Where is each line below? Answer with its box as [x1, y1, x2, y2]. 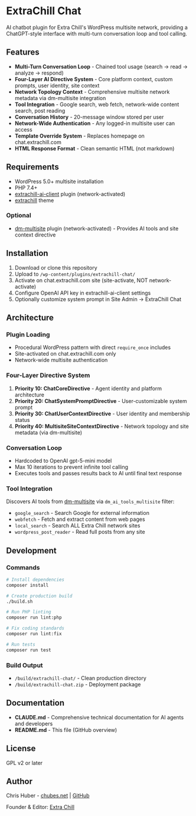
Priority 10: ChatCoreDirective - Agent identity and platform [14, 385, 162, 392]
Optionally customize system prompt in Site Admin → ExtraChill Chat [14, 295, 182, 303]
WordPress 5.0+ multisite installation [14, 178, 104, 185]
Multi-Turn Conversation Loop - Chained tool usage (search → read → [14, 63, 188, 70]
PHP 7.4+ [14, 184, 38, 191]
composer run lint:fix [6, 631, 62, 637]
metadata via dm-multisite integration [14, 94, 106, 101]
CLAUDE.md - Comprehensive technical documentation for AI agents [14, 713, 184, 721]
